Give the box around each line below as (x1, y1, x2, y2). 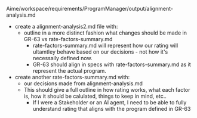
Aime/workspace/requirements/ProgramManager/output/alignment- (6, 5, 174, 12)
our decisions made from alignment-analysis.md (23, 80, 143, 87)
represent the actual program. (32, 67, 106, 74)
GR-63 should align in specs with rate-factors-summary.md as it (32, 61, 191, 68)
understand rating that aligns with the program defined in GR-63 (32, 105, 191, 112)
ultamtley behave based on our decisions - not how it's (32, 48, 168, 55)
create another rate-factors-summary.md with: (14, 74, 130, 80)
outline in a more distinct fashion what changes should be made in (23, 29, 187, 36)
